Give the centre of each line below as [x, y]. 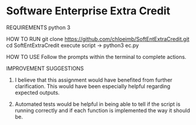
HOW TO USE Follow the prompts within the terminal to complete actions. [96, 57]
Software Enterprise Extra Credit [88, 11]
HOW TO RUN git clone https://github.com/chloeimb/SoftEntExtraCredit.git [98, 39]
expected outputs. [37, 92]
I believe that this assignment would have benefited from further [94, 80]
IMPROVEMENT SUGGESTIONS [45, 68]
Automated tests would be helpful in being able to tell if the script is [97, 104]
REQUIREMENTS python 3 [38, 27]
